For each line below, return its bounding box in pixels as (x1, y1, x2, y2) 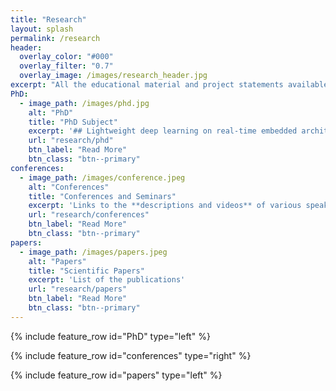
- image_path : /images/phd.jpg (19, 98, 150, 108)
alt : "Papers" (28, 256, 87, 266)
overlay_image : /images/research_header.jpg (19, 71, 208, 81)
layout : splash (10, 24, 74, 34)
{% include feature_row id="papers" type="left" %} (10, 369, 223, 381)
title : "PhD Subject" (28, 117, 118, 127)
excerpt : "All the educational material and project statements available (10, 80, 329, 90)
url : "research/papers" (28, 284, 128, 295)
